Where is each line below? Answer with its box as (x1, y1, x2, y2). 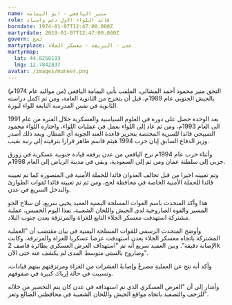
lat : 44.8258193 (14, 55, 61, 62)
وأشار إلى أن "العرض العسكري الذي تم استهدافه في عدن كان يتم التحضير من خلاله (8, 282, 220, 291)
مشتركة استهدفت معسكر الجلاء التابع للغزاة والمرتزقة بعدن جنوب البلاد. (8, 213, 191, 221)
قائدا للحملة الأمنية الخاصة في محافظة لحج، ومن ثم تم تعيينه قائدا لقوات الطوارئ (8, 178, 213, 186)
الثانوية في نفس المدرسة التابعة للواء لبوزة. (8, 101, 118, 109)
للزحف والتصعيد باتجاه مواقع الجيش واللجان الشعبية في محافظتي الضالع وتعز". (8, 290, 209, 298)
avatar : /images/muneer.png (8, 67, 89, 74)
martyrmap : (8, 49, 39, 56)
